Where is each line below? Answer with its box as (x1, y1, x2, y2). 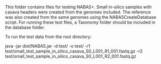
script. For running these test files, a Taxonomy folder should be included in (5, 19, 156, 25)
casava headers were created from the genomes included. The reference (5, 9, 151, 15)
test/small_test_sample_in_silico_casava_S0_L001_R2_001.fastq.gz (5, 53, 136, 59)
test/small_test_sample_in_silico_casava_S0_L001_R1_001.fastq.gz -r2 (5, 48, 143, 54)
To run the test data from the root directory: (5, 34, 92, 39)
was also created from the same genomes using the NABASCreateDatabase (5, 14, 156, 20)
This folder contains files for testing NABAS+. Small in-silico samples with (5, 4, 152, 10)
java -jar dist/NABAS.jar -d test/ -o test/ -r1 (5, 43, 90, 49)
